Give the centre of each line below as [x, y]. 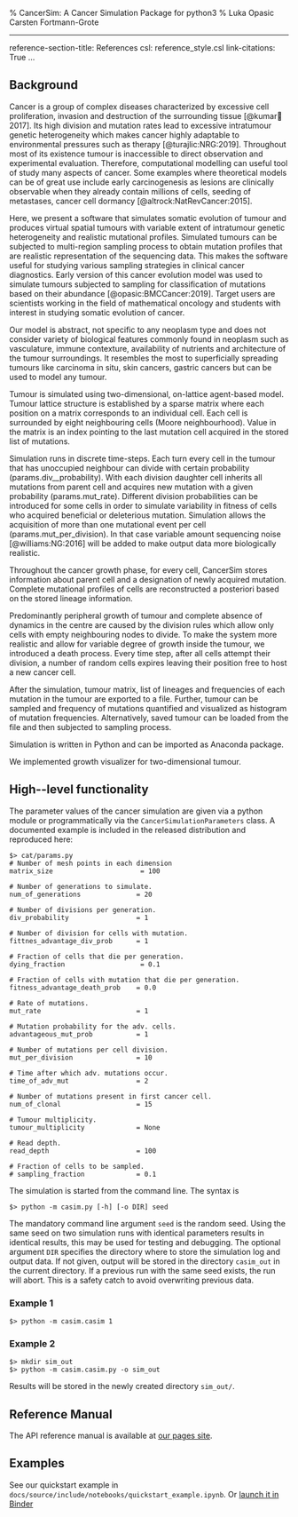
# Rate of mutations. [49, 1003]
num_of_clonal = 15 [81, 1104]
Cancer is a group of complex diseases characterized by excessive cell [139, 107]
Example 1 [31, 1303]
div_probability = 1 [79, 917]
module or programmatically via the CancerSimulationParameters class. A [142, 820]
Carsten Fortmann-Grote [54, 22]
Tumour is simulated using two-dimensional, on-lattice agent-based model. [146, 393]
